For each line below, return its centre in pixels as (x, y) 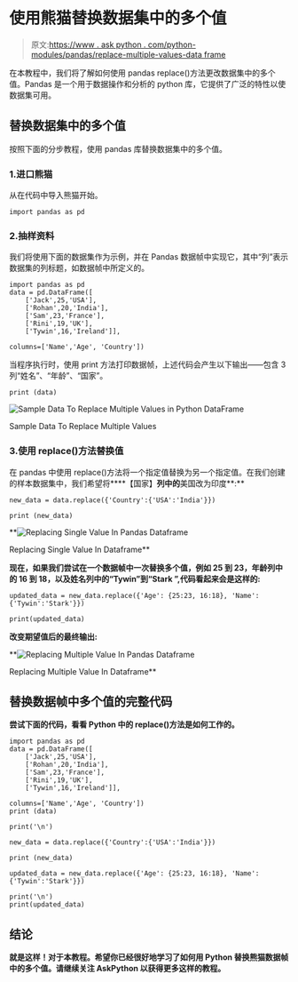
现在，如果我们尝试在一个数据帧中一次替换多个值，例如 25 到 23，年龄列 (142, 567)
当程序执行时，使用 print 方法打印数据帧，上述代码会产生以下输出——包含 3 (148, 364)
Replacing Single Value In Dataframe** (80, 549)
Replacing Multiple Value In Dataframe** (83, 671)
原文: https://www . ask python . (88, 44)
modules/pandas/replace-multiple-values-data (116, 54)
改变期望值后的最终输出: (53, 636)
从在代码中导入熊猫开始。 (56, 196)
